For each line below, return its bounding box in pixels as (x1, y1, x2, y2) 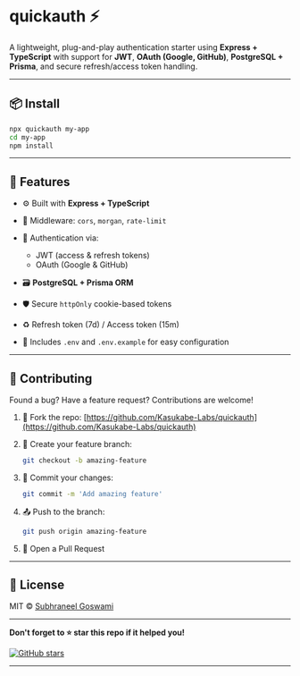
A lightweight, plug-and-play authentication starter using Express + (9, 41, 258, 53)
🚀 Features (9, 174, 71, 190)
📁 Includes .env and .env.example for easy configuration (21, 336, 229, 348)
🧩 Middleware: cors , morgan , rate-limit (21, 215, 167, 226)
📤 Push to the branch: (21, 506, 105, 517)
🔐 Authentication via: (21, 232, 99, 243)
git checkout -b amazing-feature (21, 456, 147, 465)
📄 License (9, 578, 65, 593)
